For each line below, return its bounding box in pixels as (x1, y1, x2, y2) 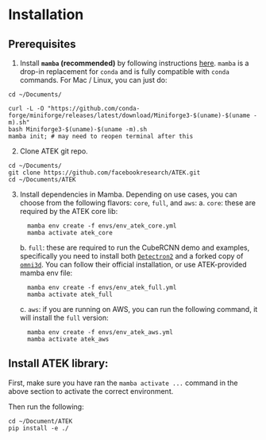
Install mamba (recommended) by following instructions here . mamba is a (19, 58, 249, 68)
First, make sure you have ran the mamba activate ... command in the (8, 378, 238, 387)
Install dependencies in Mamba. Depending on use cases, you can (19, 189, 237, 199)
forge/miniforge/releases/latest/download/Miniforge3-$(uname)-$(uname (8, 111, 250, 119)
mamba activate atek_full (27, 290, 113, 298)
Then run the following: (8, 402, 85, 411)
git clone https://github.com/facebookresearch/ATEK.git (8, 169, 201, 177)
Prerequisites (8, 37, 76, 51)
